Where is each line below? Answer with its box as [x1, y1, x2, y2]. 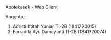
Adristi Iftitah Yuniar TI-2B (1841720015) [12, 23, 96, 29]
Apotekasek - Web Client [5, 4, 58, 10]
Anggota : [5, 14, 26, 19]
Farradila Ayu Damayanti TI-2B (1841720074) [12, 29, 107, 34]
